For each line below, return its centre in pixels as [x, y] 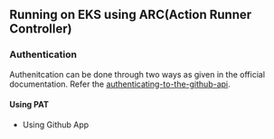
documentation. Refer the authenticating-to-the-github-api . [120, 84]
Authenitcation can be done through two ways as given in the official [137, 74]
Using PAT [29, 105]
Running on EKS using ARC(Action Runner [131, 15]
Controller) [41, 29]
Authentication [43, 55]
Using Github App [56, 125]
